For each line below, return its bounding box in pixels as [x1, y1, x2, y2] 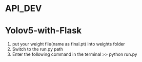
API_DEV [5, 3, 42, 14]
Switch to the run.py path [12, 46, 63, 52]
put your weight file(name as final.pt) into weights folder [12, 41, 125, 47]
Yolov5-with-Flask [5, 25, 82, 36]
